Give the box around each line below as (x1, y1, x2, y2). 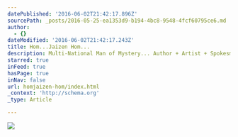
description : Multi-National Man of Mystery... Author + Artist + (7, 50, 208, 57)
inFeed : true (7, 63, 46, 70)
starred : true (7, 57, 50, 64)
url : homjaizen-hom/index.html (7, 83, 100, 90)
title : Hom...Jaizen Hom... (7, 43, 91, 50)
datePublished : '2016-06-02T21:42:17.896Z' (7, 10, 138, 18)
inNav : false (7, 76, 46, 84)
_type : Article (7, 97, 52, 104)
